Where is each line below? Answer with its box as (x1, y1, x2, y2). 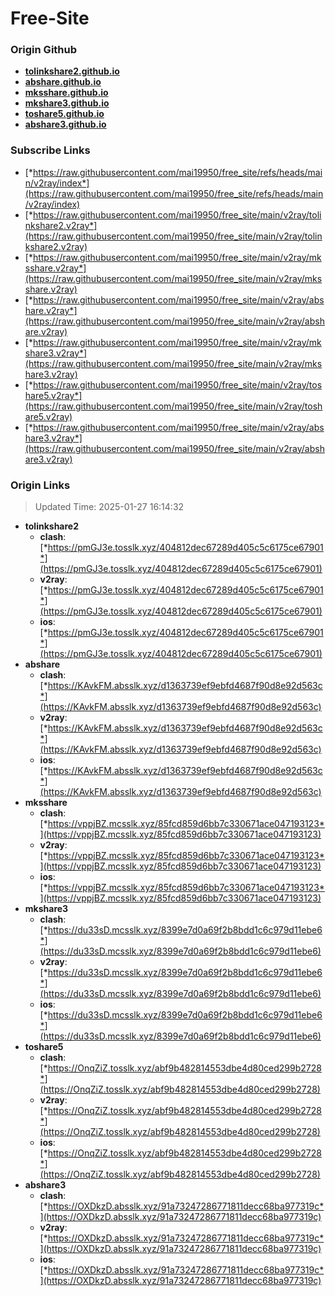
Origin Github (10, 43, 78, 57)
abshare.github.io (24, 76, 102, 88)
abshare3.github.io (24, 118, 107, 131)
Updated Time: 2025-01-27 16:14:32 (34, 501, 185, 513)
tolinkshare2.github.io (24, 65, 120, 77)
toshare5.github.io (24, 108, 105, 120)
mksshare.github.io (24, 87, 109, 99)
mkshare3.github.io (24, 97, 110, 109)
